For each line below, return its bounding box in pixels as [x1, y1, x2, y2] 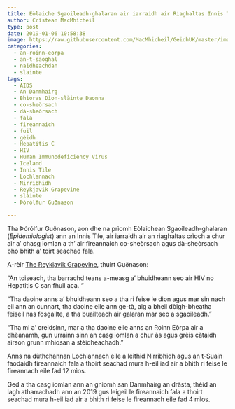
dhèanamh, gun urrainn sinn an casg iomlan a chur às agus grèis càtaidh [7, 331, 217, 339]
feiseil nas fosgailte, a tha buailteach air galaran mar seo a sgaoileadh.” [7, 310, 212, 318]
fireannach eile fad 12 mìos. [7, 367, 87, 375]
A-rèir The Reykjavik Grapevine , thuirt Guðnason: [7, 261, 149, 268]
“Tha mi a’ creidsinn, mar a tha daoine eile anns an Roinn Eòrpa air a [7, 324, 204, 331]
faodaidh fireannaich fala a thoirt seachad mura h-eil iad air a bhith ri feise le [7, 359, 227, 368]
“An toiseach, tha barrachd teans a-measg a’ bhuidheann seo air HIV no [7, 274, 215, 282]
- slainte [13, 69, 42, 76]
